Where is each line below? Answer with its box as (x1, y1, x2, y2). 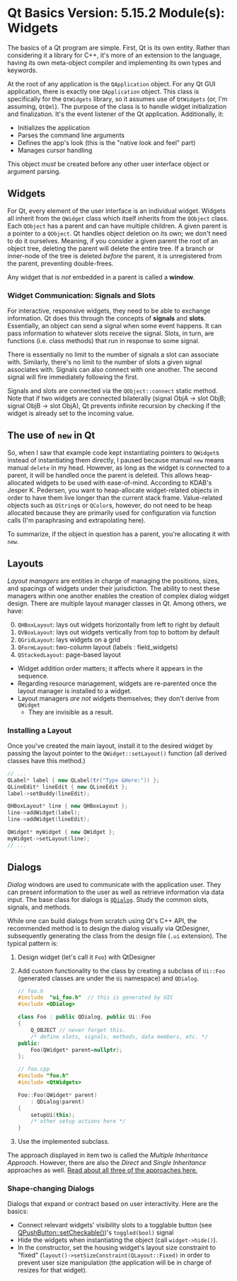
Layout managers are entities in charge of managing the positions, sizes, (7, 576, 220, 585)
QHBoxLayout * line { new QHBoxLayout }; (7, 803, 129, 810)
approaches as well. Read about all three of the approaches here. (7, 1166, 198, 1175)
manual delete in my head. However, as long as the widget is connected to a (7, 463, 231, 472)
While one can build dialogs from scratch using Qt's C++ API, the (7, 916, 197, 924)
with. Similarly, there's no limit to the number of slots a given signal (7, 358, 202, 366)
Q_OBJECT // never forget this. (30, 1026, 126, 1033)
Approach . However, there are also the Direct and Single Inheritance (7, 1159, 207, 1167)
